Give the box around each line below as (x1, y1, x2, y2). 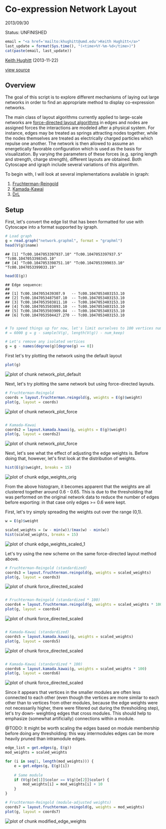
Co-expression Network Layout (5, 3, 137, 15)
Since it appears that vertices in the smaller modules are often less (5, 689, 141, 695)
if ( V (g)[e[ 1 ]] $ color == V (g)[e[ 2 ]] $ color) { (14, 777, 110, 782)
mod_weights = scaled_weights (5, 750, 68, 755)
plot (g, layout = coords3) (5, 575, 61, 580)
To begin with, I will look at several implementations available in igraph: (5, 171, 150, 177)
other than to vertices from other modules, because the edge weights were (5, 700, 158, 706)
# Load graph (5, 234, 32, 239)
